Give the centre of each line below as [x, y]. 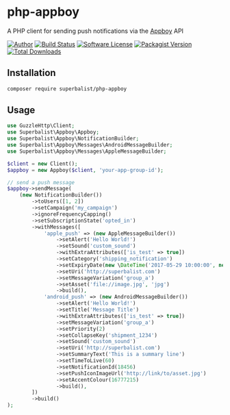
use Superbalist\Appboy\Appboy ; [53, 132]
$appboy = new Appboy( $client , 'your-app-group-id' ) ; [86, 170]
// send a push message [41, 182]
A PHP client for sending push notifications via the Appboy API [95, 31]
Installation [31, 73]
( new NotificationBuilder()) [61, 195]
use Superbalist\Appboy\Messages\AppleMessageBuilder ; [87, 151]
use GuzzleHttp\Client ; [41, 126]
